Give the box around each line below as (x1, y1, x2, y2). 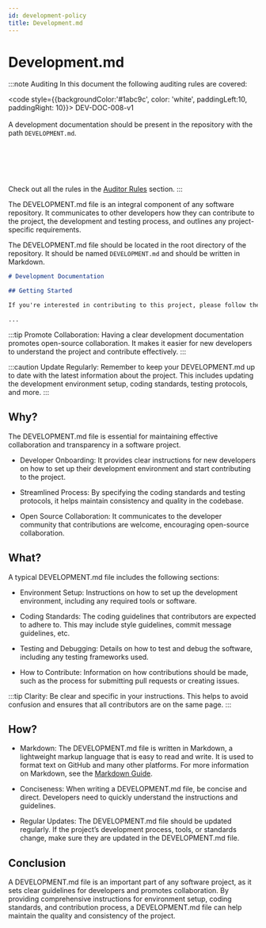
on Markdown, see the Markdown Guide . (19, 769, 153, 778)
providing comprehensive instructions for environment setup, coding (8, 894, 232, 904)
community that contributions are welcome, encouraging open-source (19, 520, 249, 529)
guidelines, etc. (19, 628, 70, 638)
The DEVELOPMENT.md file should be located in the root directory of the (8, 240, 247, 250)
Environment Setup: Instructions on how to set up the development (19, 588, 238, 597)
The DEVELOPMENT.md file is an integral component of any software (8, 200, 235, 209)
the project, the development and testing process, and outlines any (8, 217, 227, 226)
